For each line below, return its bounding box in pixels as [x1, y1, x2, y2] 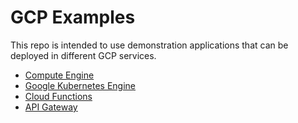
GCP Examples [10, 6, 136, 29]
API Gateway [24, 101, 78, 113]
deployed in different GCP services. [10, 49, 157, 61]
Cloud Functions [24, 90, 93, 102]
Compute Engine [24, 69, 95, 81]
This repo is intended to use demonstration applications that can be [10, 39, 289, 51]
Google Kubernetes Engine [24, 79, 137, 91]
